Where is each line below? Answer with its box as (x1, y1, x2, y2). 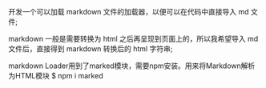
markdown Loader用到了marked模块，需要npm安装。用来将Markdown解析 (8, 61, 256, 70)
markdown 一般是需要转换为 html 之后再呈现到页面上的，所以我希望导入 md (8, 34, 259, 43)
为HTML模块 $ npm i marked (8, 71, 103, 80)
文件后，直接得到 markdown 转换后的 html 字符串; (8, 44, 173, 54)
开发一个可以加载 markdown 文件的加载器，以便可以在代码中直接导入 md (8, 7, 250, 16)
